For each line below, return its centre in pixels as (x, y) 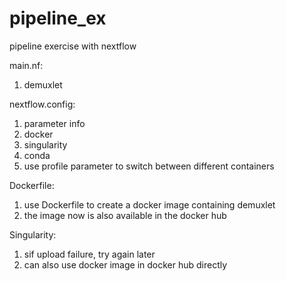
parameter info (54, 123)
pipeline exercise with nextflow (73, 46)
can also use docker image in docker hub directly (125, 264)
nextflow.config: (42, 104)
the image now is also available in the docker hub (125, 215)
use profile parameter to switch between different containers (149, 166)
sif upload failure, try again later (89, 254)
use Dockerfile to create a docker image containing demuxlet (149, 204)
